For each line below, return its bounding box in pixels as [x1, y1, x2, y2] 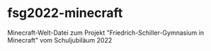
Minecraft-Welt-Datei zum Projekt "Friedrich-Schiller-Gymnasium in [7, 28, 204, 37]
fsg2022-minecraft [7, 5, 123, 21]
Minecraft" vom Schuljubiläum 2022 [7, 35, 113, 44]
